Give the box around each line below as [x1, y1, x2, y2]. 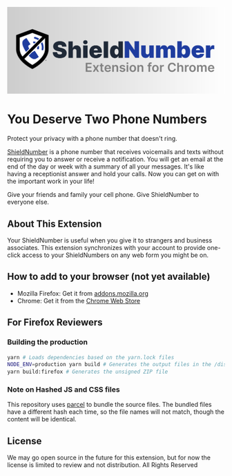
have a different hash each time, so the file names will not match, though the [7, 408, 224, 416]
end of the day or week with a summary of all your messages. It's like [7, 162, 205, 171]
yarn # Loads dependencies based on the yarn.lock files [7, 354, 175, 361]
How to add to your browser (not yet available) [7, 271, 211, 283]
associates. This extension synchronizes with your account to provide [7, 244, 206, 252]
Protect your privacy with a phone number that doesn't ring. [7, 135, 177, 143]
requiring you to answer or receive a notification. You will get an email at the [7, 155, 224, 164]
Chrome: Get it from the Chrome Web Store [17, 296, 141, 305]
